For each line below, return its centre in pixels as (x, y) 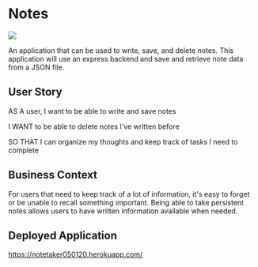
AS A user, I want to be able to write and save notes (92, 111)
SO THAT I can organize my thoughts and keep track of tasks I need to (123, 141)
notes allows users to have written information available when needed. (123, 211)
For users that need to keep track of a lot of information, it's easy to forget (129, 194)
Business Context (53, 175)
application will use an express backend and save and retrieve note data (126, 58)
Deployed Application (63, 235)
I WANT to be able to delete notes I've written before (94, 126)
